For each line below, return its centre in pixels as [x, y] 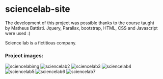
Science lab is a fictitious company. [41, 42]
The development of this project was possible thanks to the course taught [80, 23]
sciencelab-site [38, 9]
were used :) [18, 33]
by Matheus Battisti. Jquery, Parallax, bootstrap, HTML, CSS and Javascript [81, 28]
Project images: [24, 55]
